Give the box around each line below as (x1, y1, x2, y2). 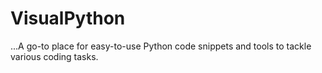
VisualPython (10, 7, 126, 30)
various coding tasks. (10, 50, 99, 62)
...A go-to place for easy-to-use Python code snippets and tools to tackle (10, 40, 312, 52)
